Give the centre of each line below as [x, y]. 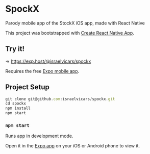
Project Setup [28, 87]
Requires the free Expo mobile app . [42, 71]
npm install [18, 108]
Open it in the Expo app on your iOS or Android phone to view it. [73, 146]
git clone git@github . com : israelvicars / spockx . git [60, 99]
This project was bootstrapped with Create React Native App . [70, 33]
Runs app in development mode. [39, 136]
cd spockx [16, 104]
